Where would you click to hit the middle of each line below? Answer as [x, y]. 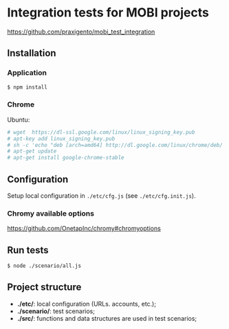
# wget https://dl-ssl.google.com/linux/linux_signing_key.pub [101, 132]
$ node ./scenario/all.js [44, 266]
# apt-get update [32, 151]
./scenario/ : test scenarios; [56, 311]
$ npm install [28, 87]
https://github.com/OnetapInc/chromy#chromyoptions [84, 229]
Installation [32, 53]
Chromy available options [51, 213]
